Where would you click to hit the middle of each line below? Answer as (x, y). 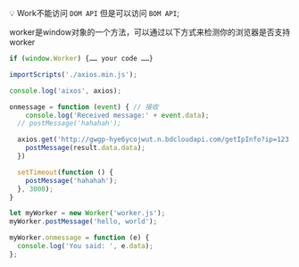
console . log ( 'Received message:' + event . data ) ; (117, 115)
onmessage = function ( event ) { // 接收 (84, 107)
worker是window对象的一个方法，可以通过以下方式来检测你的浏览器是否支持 (150, 32)
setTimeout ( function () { (66, 172)
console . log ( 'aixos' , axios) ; (66, 91)
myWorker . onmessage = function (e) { (79, 238)
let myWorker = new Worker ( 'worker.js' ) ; (87, 213)
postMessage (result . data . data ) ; (85, 148)
